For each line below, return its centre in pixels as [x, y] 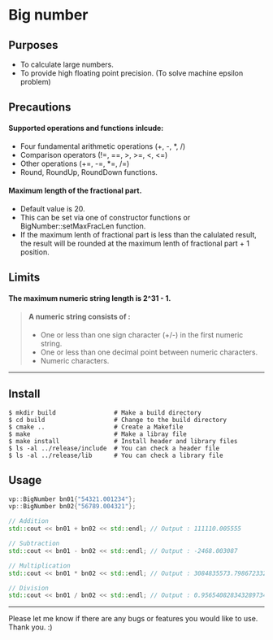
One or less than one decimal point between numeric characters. [149, 352]
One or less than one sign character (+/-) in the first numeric [142, 334]
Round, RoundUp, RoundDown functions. [89, 172]
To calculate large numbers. [67, 64]
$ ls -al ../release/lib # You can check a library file [116, 455]
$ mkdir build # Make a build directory [105, 412]
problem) [35, 82]
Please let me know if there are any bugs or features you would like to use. [133, 619]
